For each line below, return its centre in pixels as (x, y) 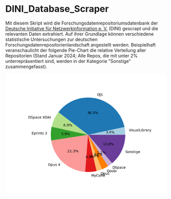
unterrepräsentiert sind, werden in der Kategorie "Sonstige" (68, 61)
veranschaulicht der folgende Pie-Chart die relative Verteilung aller (76, 50)
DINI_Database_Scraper (57, 9)
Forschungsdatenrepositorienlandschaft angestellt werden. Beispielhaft (81, 45)
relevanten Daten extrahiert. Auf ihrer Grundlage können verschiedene (80, 34)
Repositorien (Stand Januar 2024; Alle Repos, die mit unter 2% (72, 56)
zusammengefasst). (26, 67)
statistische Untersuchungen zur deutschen (51, 39)
